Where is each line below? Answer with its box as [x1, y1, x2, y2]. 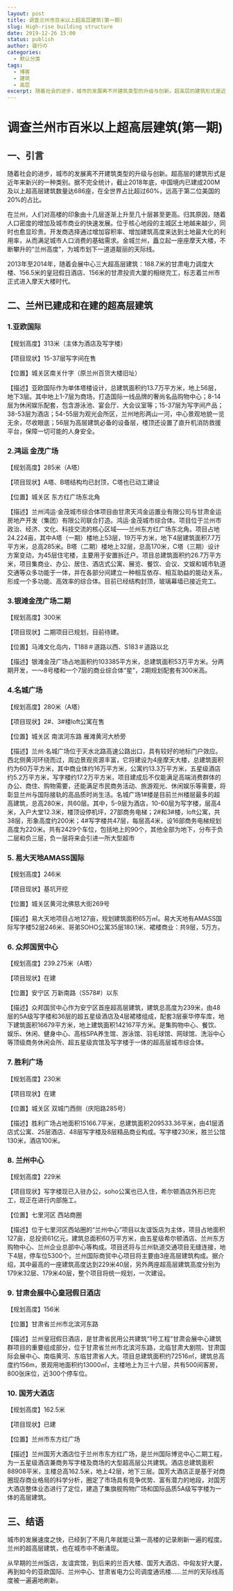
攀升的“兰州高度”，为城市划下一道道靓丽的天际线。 [12, 245, 159, 254]
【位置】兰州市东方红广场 [7, 1435, 80, 1444]
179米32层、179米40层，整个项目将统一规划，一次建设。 [7, 1268, 170, 1277]
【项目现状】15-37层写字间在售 [7, 354, 96, 362]
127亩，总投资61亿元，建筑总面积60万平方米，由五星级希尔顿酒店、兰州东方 [7, 1234, 225, 1242]
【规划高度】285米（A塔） [7, 463, 84, 471]
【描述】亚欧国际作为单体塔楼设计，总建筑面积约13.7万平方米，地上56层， [7, 383, 221, 391]
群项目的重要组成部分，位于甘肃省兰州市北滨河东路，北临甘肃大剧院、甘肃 [7, 1343, 220, 1352]
